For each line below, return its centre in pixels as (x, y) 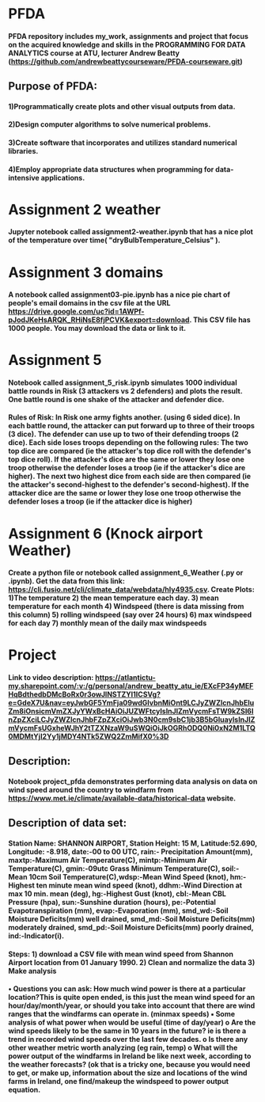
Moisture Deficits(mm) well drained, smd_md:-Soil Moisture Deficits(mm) (132, 919)
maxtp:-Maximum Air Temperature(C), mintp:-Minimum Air (108, 861)
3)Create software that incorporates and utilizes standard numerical (123, 142)
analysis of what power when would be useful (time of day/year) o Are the (132, 1023)
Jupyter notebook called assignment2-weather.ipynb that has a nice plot (131, 232)
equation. (25, 1090)
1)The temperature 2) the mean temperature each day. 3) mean (114, 598)
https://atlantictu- (125, 678)
